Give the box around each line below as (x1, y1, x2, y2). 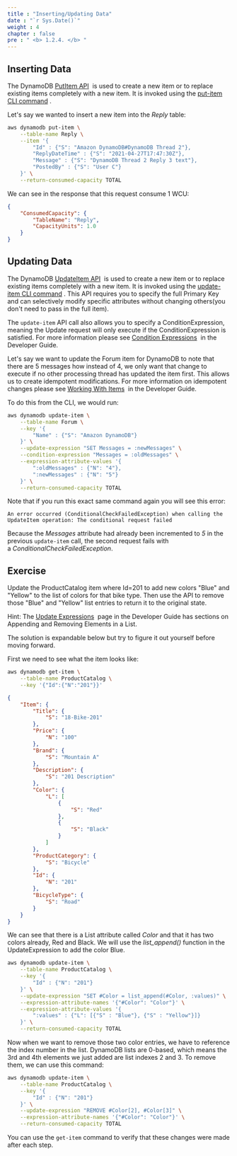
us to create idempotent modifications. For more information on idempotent (7, 376, 227, 386)
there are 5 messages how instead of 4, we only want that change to (7, 362, 207, 370)
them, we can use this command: (7, 1060, 104, 1069)
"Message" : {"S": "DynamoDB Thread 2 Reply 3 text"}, (33, 157, 198, 164)
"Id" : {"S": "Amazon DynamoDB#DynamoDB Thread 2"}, (33, 144, 192, 151)
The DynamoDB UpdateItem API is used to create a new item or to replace (7, 274, 225, 283)
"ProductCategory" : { (33, 852, 97, 860)
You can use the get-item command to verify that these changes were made (7, 1133, 230, 1142)
